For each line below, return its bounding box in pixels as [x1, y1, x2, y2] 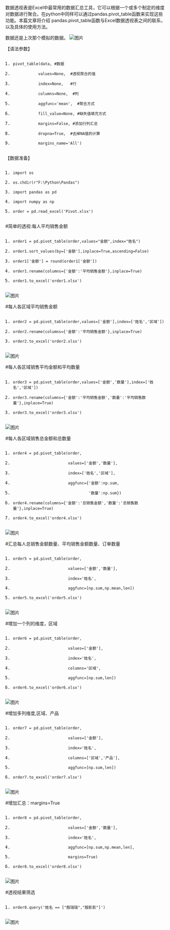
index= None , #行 [38, 81, 77, 86]
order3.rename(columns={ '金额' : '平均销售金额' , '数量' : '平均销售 [12, 395, 142, 400]
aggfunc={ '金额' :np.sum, [68, 480, 119, 486]
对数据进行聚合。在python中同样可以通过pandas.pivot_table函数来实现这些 [5, 11, 163, 17]
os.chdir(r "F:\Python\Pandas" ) [12, 180, 80, 185]
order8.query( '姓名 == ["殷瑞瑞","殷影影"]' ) [12, 905, 106, 910]
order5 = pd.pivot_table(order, [12, 556, 82, 561]
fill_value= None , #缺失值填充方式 [38, 111, 107, 116]
